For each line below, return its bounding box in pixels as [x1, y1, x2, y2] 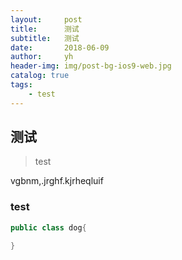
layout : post [10, 14, 83, 25]
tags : [10, 80, 33, 90]
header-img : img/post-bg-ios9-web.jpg [10, 61, 172, 71]
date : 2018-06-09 [10, 42, 110, 53]
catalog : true [10, 71, 70, 81]
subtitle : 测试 [10, 33, 80, 43]
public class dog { [10, 222, 87, 233]
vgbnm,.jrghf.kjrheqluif [10, 175, 104, 187]
